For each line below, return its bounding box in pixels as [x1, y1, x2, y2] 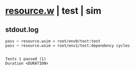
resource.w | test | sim [5, 5, 102, 17]
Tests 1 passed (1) [5, 56, 47, 61]
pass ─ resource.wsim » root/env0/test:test [5, 39, 101, 44]
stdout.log [5, 25, 39, 34]
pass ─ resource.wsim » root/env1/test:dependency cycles [5, 43, 130, 48]
